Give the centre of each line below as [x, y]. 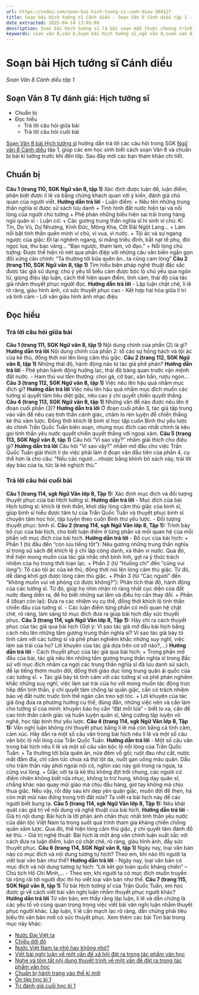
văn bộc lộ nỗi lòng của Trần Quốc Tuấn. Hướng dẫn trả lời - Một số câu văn [99, 740]
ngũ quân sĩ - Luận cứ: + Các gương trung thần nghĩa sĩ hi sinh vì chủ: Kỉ [94, 220]
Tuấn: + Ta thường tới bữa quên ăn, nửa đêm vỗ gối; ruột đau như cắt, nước [98, 753]
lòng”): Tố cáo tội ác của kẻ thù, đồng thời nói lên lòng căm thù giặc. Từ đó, [98, 570]
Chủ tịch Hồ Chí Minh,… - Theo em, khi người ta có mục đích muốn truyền [97, 873]
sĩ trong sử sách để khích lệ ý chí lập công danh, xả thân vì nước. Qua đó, [96, 550]
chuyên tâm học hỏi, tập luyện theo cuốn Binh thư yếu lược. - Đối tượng [94, 519]
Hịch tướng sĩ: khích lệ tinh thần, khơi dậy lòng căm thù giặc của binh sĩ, [94, 506]
